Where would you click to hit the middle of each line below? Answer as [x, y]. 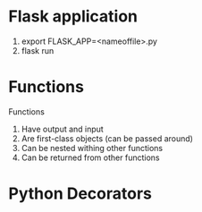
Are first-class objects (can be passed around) [107, 138]
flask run [38, 50]
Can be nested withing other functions [92, 148]
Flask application [73, 17]
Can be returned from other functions [90, 157]
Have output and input [62, 129]
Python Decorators [80, 194]
